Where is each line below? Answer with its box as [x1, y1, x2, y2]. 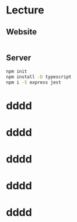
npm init [6, 68, 27, 74]
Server [6, 53, 32, 63]
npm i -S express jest [6, 79, 61, 85]
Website [6, 27, 37, 37]
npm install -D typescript [6, 74, 72, 79]
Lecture [6, 4, 45, 17]
